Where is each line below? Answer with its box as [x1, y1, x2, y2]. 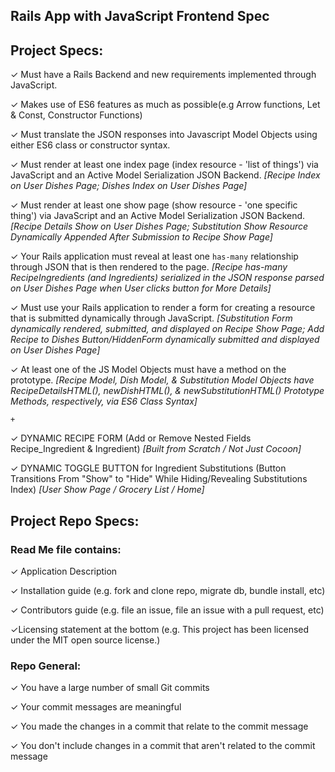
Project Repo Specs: [10, 512, 140, 529]
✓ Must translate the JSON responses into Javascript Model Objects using [10, 129, 318, 141]
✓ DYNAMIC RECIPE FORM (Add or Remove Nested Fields [10, 432, 252, 444]
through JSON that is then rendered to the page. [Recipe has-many [10, 261, 288, 273]
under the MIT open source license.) [10, 634, 161, 646]
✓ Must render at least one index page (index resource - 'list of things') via [10, 159, 319, 171]
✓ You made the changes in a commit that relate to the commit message [10, 720, 309, 733]
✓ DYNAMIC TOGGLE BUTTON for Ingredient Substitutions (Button [10, 462, 287, 474]
